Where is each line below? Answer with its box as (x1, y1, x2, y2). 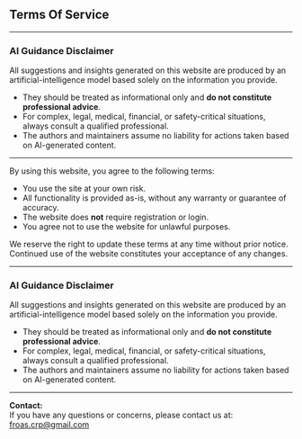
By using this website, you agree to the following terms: (9, 166, 215, 176)
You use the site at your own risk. (22, 184, 147, 194)
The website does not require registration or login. (22, 211, 209, 223)
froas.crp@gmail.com (9, 419, 90, 430)
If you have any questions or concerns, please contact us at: (9, 409, 234, 421)
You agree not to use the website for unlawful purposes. (22, 221, 231, 232)
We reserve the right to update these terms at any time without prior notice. (9, 238, 289, 250)
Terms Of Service (9, 7, 110, 22)
